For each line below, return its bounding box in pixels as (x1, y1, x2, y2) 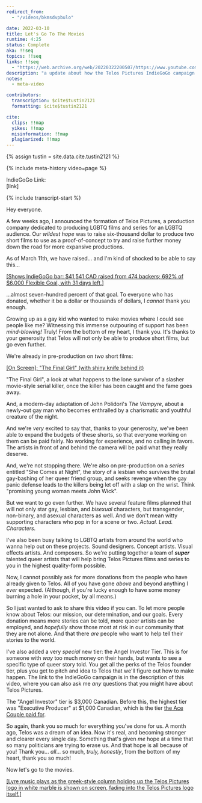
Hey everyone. (6, 206, 43, 214)
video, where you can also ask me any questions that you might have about (6, 680, 194, 688)
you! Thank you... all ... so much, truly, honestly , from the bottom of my (6, 748, 180, 755)
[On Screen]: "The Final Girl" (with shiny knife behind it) (6, 365, 144, 372)
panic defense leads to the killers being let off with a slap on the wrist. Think (6, 481, 195, 488)
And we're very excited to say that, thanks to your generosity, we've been (6, 425, 189, 432)
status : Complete (6, 42, 50, 48)
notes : (6, 76, 23, 82)
